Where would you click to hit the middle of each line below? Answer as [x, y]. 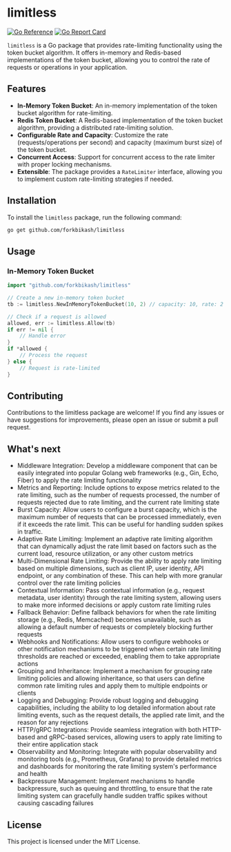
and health [32, 774]
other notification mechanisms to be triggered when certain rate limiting [119, 649]
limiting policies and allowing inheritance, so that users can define [111, 679]
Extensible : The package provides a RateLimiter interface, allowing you [120, 171]
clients [27, 693]
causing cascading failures [56, 803]
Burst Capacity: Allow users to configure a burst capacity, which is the [117, 510]
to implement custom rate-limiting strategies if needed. [95, 179]
